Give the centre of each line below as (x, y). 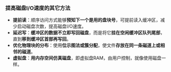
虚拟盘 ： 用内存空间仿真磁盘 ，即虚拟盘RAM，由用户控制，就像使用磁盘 (87, 58)
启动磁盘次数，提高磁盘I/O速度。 (52, 26)
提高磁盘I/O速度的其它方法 (38, 8)
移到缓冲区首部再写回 (44, 39)
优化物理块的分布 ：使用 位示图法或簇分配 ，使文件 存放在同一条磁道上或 (87, 45)
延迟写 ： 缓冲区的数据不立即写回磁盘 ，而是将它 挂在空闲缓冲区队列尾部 (87, 33)
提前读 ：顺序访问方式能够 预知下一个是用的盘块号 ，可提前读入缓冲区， (87, 20)
